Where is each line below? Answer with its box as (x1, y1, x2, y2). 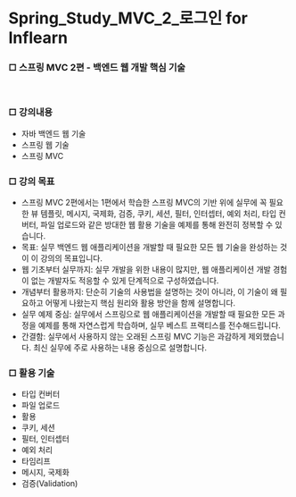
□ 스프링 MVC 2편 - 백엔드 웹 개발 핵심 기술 (8, 62, 186, 74)
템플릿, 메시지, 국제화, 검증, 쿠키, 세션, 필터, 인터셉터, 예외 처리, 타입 (40, 208, 277, 219)
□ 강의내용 (8, 106, 53, 119)
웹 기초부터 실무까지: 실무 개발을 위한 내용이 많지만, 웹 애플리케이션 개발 (21, 265, 271, 275)
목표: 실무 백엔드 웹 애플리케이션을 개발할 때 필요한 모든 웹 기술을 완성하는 (21, 242, 278, 253)
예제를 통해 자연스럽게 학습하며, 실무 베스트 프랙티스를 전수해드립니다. (37, 320, 282, 331)
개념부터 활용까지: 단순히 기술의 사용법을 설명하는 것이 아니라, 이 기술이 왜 (21, 287, 278, 298)
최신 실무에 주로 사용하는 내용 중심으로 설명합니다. (33, 342, 207, 353)
